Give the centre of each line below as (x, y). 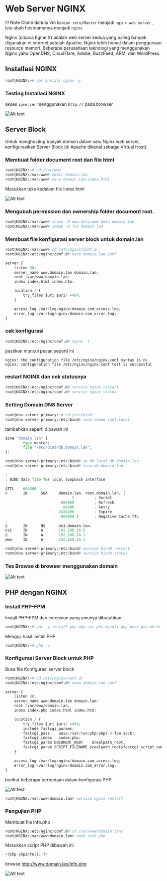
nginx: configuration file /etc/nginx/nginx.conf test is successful (79, 364)
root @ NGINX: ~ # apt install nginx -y (43, 80)
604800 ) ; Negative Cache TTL (100, 517)
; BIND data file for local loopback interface (55, 479)
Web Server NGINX (45, 9)
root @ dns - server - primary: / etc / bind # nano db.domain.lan (64, 466)
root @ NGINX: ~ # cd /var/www (33, 170)
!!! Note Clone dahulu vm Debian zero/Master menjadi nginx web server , (80, 22)
